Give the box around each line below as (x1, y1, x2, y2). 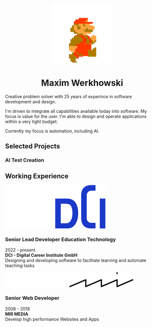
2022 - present (5, 247, 36, 253)
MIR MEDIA (5, 311, 28, 317)
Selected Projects (5, 142, 60, 150)
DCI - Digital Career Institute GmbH (5, 252, 78, 258)
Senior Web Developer (5, 295, 60, 302)
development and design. (5, 99, 56, 104)
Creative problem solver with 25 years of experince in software (5, 93, 132, 99)
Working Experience (5, 172, 69, 180)
